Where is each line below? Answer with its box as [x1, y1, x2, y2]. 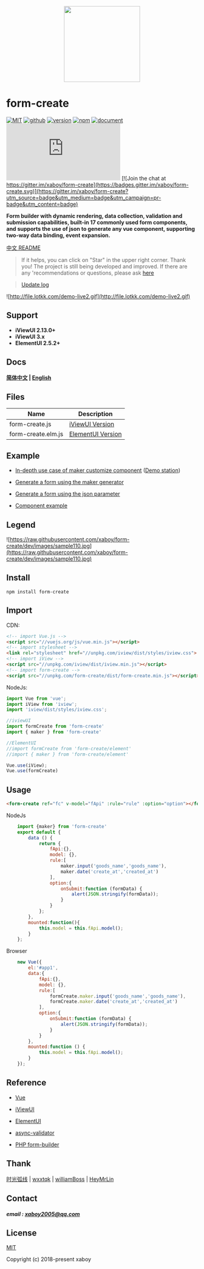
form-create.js [9, 420, 52, 428]
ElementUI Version [69, 430, 122, 439]
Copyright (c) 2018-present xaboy [6, 1256, 92, 1263]
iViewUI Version [69, 420, 114, 428]
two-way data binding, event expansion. [6, 231, 110, 239]
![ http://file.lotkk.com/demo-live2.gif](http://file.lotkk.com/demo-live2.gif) [6, 292, 191, 300]
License [6, 1228, 37, 1238]
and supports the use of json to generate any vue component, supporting [6, 225, 195, 232]
